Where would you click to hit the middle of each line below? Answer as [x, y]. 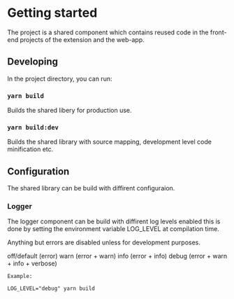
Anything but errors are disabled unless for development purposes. [104, 242]
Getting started [52, 13]
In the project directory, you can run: [60, 78]
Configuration [38, 171]
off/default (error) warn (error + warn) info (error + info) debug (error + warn [117, 256]
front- [218, 32]
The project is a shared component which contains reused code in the [108, 32]
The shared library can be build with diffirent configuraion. [91, 188]
